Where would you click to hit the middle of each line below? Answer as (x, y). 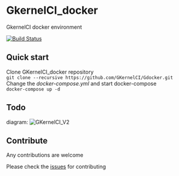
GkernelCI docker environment (44, 27)
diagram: (17, 122)
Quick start (28, 57)
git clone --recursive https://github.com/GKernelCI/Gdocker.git (89, 78)
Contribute (27, 140)
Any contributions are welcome (45, 155)
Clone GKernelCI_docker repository (50, 72)
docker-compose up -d (33, 89)
